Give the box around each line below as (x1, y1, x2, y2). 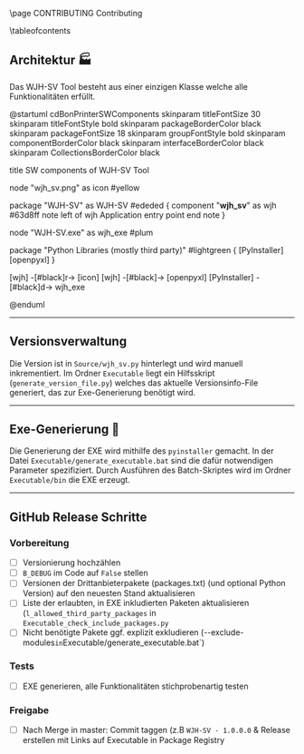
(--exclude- (200, 627, 244, 638)
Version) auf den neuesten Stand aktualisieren (22, 588, 195, 599)
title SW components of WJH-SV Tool (9, 164, 149, 175)
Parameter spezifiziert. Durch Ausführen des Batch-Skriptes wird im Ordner (9, 465, 291, 475)
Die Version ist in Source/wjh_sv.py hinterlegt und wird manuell (9, 357, 243, 368)
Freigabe (9, 703, 50, 716)
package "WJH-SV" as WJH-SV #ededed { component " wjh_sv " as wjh (9, 200, 278, 211)
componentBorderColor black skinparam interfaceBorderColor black (9, 137, 264, 148)
